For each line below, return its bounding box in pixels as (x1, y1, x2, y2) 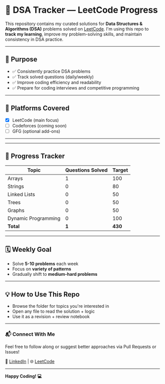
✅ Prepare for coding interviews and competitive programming (12, 85, 139, 90)
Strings (7, 183, 25, 190)
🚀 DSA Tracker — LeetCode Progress (5, 4, 158, 16)
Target (112, 167, 129, 174)
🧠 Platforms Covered (5, 104, 70, 113)
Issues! (5, 349, 20, 355)
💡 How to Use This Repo (5, 290, 80, 298)
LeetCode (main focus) (12, 117, 59, 123)
